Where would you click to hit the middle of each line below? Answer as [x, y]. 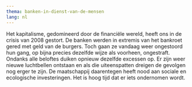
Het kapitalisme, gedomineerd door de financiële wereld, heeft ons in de [94, 34]
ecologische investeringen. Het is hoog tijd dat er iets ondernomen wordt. [96, 78]
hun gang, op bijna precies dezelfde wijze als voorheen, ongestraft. [88, 52]
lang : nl [17, 17]
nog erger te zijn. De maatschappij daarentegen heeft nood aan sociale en [96, 71]
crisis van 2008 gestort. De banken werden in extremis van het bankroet [94, 40]
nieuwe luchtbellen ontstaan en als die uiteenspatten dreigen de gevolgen [96, 65]
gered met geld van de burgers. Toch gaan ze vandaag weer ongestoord [95, 46]
